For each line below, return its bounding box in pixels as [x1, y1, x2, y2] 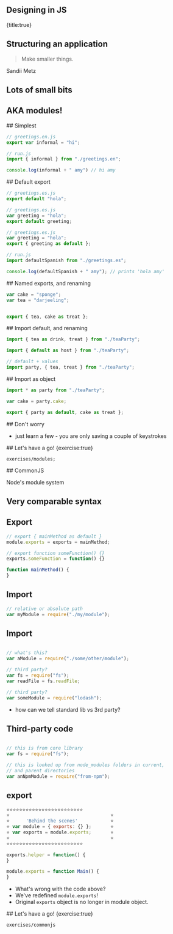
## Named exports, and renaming [6, 279, 91, 287]
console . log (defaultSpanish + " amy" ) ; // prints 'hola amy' [6, 268, 165, 274]
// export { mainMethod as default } [6, 533, 102, 540]
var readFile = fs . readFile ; [6, 678, 80, 684]
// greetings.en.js [6, 134, 56, 140]
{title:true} [6, 21, 32, 28]
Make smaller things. [21, 55, 74, 62]
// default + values [6, 358, 59, 365]
